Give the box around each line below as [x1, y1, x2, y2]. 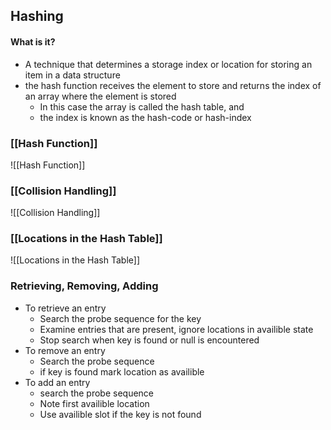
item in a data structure [24, 69, 121, 81]
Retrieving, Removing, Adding [10, 279, 159, 293]
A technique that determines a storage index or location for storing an [24, 58, 313, 70]
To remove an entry [24, 344, 106, 356]
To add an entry [24, 376, 91, 388]
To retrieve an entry [24, 302, 107, 314]
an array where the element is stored [24, 90, 177, 102]
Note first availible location [39, 397, 150, 409]
